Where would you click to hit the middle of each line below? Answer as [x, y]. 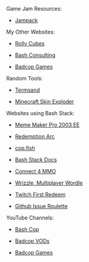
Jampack [26, 20]
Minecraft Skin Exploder [44, 102]
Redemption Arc [35, 136]
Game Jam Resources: [34, 9]
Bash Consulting [35, 55]
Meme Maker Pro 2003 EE [47, 125]
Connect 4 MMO [35, 171]
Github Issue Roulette [41, 206]
